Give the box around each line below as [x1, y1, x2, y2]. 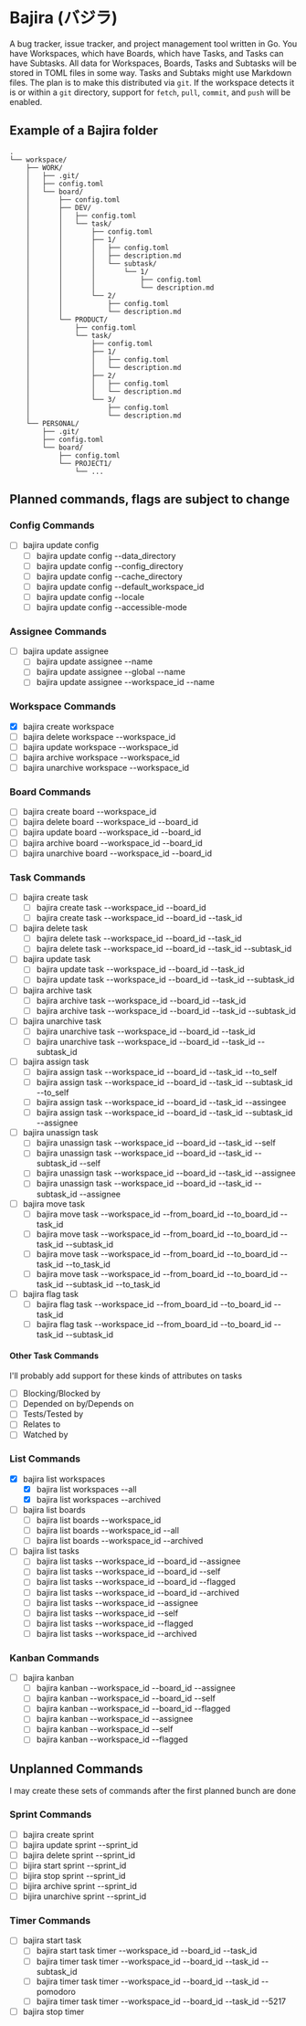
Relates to [22, 1419, 61, 1430]
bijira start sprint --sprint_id [22, 1860, 127, 1871]
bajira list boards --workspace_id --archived [36, 1535, 204, 1546]
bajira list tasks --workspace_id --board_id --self [36, 1567, 221, 1578]
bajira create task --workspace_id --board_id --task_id [36, 913, 243, 923]
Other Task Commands [9, 1350, 99, 1361]
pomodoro [36, 1986, 76, 1997]
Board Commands [9, 786, 91, 798]
